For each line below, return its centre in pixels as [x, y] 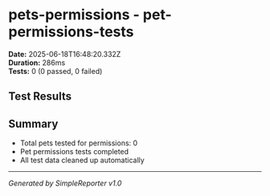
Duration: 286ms [37, 63]
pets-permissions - [74, 15]
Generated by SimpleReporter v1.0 [65, 183]
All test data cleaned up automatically [82, 160]
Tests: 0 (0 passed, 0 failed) [55, 71]
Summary [33, 123]
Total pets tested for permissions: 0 [79, 143]
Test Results [40, 97]
